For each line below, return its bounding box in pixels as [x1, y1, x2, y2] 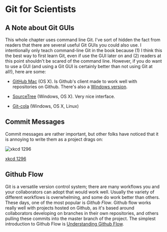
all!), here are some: [5, 69, 46, 75]
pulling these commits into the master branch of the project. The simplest [5, 215, 156, 221]
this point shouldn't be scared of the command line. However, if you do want [5, 58, 162, 64]
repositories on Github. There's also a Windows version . [12, 84, 128, 90]
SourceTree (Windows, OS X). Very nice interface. [12, 94, 116, 99]
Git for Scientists [5, 4, 76, 15]
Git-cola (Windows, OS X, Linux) [12, 103, 79, 109]
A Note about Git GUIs [5, 24, 75, 32]
